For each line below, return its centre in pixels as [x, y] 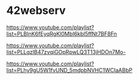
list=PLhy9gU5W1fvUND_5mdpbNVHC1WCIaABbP [69, 70]
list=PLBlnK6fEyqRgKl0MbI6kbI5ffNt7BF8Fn [62, 33]
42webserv [36, 11]
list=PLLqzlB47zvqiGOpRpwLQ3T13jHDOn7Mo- [66, 52]
